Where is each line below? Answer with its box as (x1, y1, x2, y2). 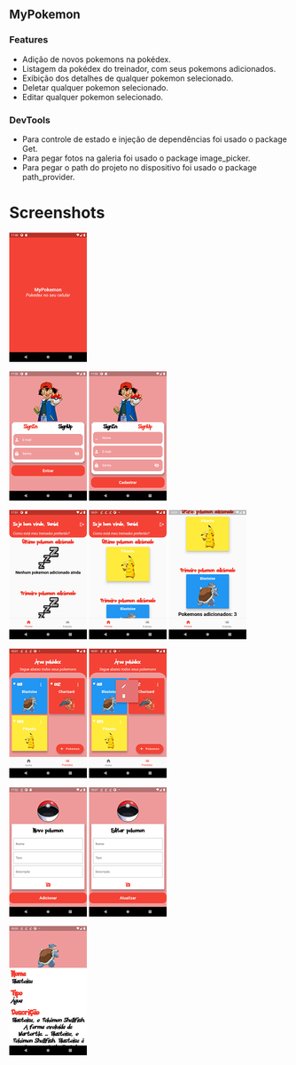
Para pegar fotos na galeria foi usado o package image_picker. (21, 153, 251, 163)
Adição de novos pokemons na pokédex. (21, 53, 171, 65)
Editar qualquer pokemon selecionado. (21, 91, 164, 102)
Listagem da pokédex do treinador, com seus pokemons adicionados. (21, 63, 277, 74)
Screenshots (9, 203, 105, 223)
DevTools (9, 114, 51, 126)
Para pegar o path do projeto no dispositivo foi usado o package (21, 162, 257, 172)
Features (9, 34, 49, 46)
